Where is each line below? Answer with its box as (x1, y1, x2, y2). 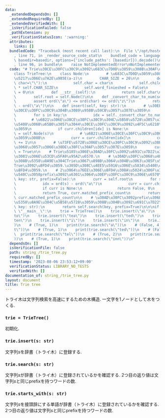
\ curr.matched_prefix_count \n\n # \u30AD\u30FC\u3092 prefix (14, 195, 148, 200)
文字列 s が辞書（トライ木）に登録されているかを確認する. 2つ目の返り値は (5, 372, 155, 378)
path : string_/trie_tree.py (9, 250, 67, 255)
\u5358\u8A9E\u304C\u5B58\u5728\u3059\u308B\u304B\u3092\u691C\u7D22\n (14, 200, 164, 205)
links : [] (14, 44, 34, 49)
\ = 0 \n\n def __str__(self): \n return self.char (14, 90, 157, 95)
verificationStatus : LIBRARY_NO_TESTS (9, 264, 89, 269)
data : (5, 7, 16, 12)
